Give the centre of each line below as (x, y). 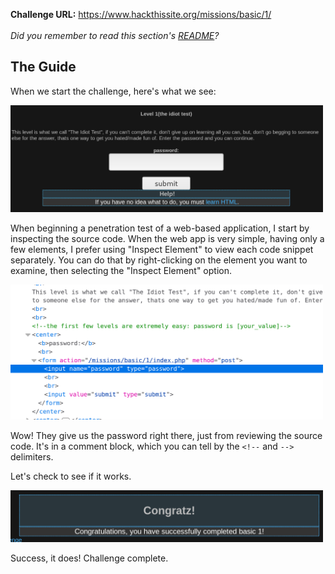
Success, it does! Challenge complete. (89, 558)
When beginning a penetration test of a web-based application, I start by (160, 228)
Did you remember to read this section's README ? (115, 35)
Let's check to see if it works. (71, 476)
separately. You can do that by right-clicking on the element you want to (159, 260)
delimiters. (32, 456)
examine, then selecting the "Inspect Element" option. (121, 271)
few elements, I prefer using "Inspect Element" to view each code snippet (162, 250)
